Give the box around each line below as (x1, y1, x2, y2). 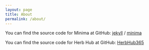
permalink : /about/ (5, 16, 46, 21)
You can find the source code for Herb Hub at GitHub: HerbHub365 (5, 40, 144, 46)
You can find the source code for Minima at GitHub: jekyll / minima (5, 30, 142, 36)
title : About (5, 12, 32, 17)
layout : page (5, 7, 32, 12)
